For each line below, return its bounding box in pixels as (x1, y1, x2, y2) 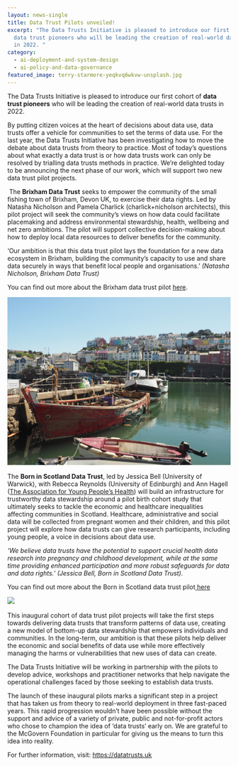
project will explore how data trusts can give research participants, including (7, 524, 230, 533)
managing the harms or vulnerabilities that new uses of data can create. (7, 649, 217, 657)
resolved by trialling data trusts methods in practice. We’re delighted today (7, 158, 225, 167)
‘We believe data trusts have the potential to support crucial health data (7, 546, 218, 554)
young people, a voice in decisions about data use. (7, 532, 156, 541)
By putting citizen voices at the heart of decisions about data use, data (7, 121, 214, 129)
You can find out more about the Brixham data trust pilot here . (7, 283, 188, 291)
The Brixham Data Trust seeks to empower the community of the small (8, 187, 217, 195)
